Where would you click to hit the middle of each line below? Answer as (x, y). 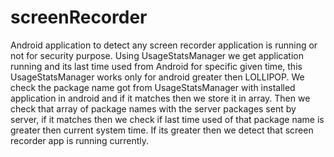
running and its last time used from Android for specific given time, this (156, 66)
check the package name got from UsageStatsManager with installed (153, 87)
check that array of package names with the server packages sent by (153, 108)
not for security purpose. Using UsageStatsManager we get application (157, 55)
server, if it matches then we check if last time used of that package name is (167, 119)
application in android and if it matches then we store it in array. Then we (160, 98)
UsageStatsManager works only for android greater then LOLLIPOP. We (157, 77)
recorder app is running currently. (80, 140)
